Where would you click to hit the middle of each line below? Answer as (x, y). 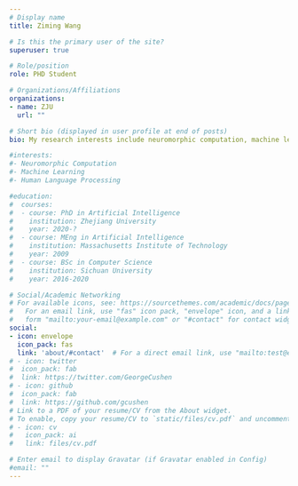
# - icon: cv (33, 427)
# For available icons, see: (63, 303)
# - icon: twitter (43, 361)
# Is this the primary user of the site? (87, 42)
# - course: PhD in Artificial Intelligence (94, 213)
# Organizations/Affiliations (65, 91)
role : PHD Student (43, 75)
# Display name (37, 17)
